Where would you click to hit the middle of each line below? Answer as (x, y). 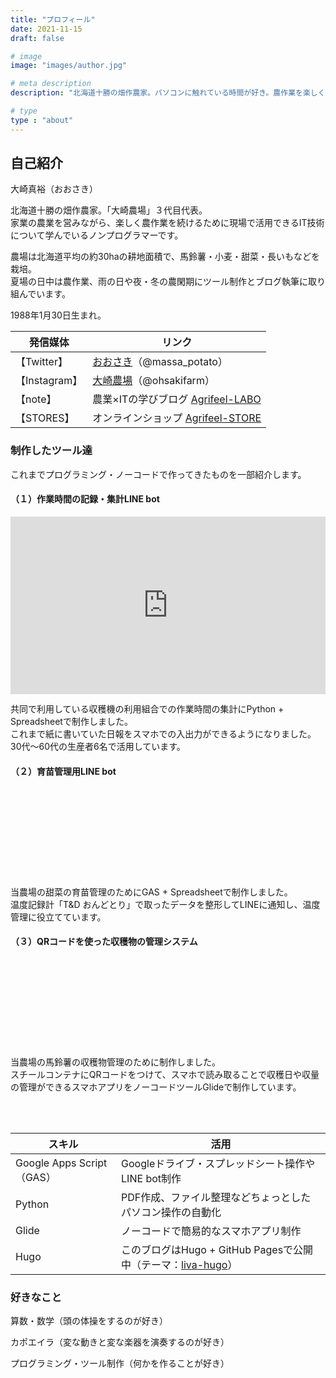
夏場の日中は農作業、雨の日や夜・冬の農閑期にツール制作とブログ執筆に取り (168, 282)
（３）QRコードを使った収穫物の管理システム (104, 942)
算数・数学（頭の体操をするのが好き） (89, 1321)
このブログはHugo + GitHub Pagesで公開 (217, 1249)
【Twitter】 (41, 362)
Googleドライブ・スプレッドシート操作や (218, 1163)
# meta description (51, 84)
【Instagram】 (49, 381)
